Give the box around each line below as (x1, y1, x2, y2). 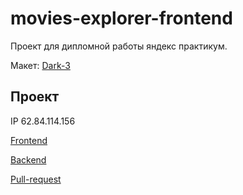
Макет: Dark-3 (10, 59, 71, 71)
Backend (10, 153, 47, 166)
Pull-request (10, 173, 62, 185)
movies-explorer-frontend (10, 7, 233, 30)
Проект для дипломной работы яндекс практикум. (10, 40, 228, 52)
